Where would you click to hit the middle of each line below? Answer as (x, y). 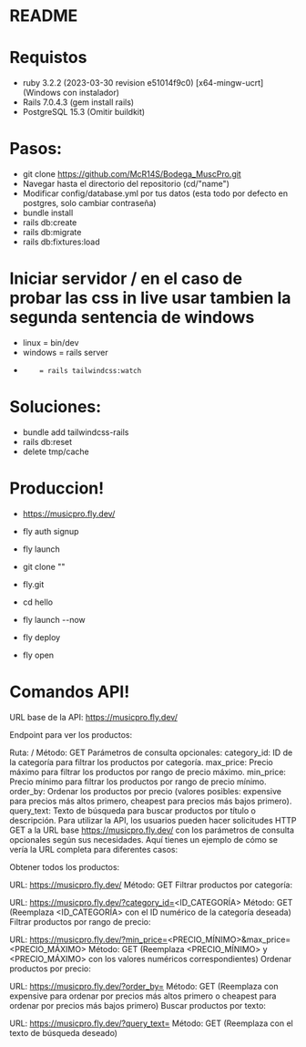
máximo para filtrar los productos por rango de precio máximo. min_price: (148, 772)
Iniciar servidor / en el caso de (126, 279)
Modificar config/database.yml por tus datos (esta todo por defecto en (155, 193)
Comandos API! (70, 692)
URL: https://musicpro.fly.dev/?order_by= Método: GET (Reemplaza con (144, 986)
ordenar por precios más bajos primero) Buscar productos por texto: (138, 1005)
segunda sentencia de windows (132, 318)
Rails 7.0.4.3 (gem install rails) (78, 102)
